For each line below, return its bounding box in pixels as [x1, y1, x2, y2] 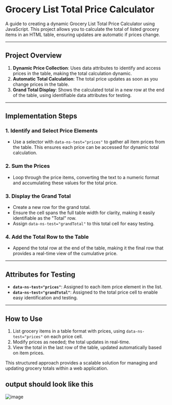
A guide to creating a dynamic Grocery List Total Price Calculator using [5, 21, 155, 27]
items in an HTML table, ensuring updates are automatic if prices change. [5, 31, 160, 37]
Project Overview [5, 51, 62, 60]
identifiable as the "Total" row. [12, 215, 77, 221]
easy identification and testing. [12, 295, 78, 301]
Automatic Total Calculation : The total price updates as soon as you [12, 75, 158, 82]
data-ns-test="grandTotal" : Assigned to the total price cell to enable [12, 289, 158, 296]
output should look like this [5, 380, 94, 389]
